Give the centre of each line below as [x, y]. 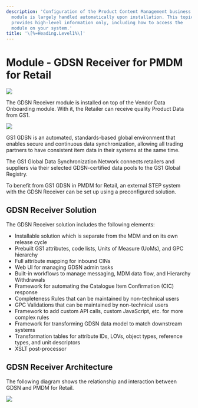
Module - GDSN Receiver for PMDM [95, 63]
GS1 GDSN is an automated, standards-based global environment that [91, 138]
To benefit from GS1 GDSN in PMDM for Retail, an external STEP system [93, 186]
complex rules [32, 317]
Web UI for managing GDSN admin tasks [64, 267]
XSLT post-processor [40, 348]
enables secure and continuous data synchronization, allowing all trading [95, 144]
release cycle [31, 242]
